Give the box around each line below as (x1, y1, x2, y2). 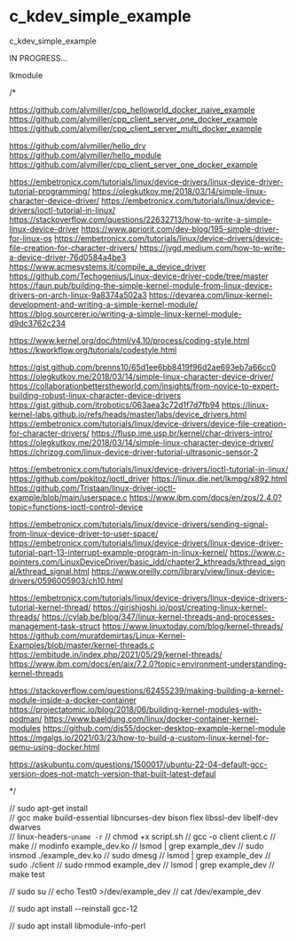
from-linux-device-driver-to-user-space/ (9, 528, 159, 539)
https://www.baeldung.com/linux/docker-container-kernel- (43, 713, 260, 724)
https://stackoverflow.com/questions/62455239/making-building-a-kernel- (9, 685, 285, 696)
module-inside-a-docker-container (9, 694, 137, 705)
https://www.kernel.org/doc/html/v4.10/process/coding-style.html (9, 335, 250, 345)
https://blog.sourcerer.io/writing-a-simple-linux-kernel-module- (9, 308, 242, 319)
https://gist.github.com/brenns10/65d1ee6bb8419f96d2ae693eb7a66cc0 (9, 361, 277, 372)
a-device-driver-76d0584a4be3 (9, 251, 127, 263)
